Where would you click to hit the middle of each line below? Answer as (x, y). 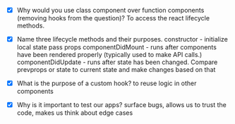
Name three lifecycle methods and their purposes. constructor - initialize (122, 39)
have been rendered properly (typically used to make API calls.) (109, 55)
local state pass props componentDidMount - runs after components (116, 47)
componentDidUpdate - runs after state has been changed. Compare (117, 62)
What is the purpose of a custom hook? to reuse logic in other (107, 83)
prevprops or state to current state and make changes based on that (116, 70)
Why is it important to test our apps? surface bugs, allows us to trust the (122, 105)
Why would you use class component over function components (110, 10)
